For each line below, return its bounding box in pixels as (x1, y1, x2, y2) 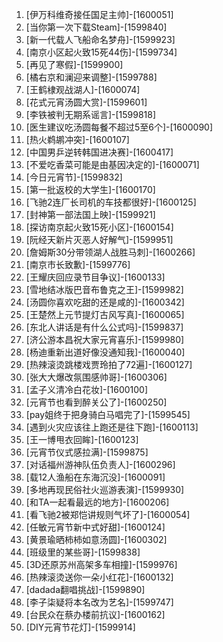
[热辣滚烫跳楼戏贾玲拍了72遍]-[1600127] (25, 359, 193, 370)
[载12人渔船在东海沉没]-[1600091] (25, 471, 166, 483)
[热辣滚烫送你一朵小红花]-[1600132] (25, 571, 174, 583)
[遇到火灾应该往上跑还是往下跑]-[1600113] (25, 421, 199, 433)
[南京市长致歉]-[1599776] (25, 259, 131, 270)
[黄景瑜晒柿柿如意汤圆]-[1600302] (25, 534, 168, 545)
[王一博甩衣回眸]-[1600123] (25, 434, 139, 445)
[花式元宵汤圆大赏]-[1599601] (25, 96, 148, 108)
